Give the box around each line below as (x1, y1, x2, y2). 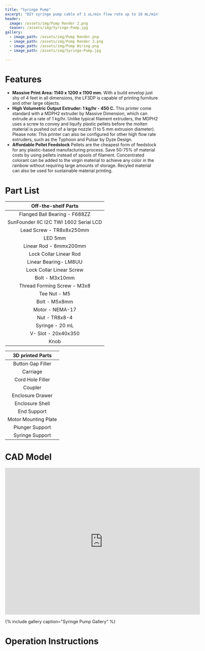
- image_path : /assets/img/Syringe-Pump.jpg (9, 48, 101, 53)
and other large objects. (12, 100, 60, 106)
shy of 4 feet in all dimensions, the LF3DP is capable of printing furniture (12, 95, 158, 101)
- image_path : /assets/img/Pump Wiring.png (9, 44, 99, 48)
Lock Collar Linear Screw (26, 267, 84, 273)
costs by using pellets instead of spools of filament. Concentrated (12, 152, 145, 158)
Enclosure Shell (14, 400, 50, 407)
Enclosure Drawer (12, 392, 53, 399)
